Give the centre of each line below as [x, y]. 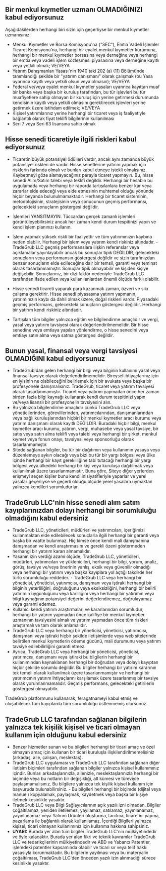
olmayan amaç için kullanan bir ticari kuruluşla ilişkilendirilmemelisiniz [83, 752]
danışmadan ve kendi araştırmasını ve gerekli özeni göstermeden [79, 546]
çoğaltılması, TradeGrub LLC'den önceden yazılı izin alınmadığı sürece [84, 858]
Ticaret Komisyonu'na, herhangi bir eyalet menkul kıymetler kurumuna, [84, 50]
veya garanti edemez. [34, 604]
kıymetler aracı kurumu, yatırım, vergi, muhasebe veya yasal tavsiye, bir [85, 429]
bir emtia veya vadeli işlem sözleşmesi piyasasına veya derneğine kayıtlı [86, 60]
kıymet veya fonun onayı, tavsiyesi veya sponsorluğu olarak [73, 439]
